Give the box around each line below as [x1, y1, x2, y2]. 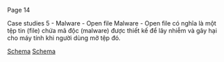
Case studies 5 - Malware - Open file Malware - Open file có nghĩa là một [7, 19, 216, 27]
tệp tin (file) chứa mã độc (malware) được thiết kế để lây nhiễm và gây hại [7, 27, 217, 34]
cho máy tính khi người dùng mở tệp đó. [7, 34, 121, 42]
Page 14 [7, 6, 31, 14]
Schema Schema [7, 48, 56, 55]
